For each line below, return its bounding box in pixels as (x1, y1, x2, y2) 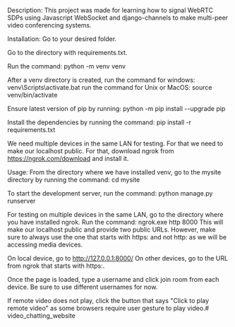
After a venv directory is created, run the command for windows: (7, 76, 195, 84)
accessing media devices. (7, 240, 83, 249)
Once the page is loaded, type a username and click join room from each (7, 275, 219, 283)
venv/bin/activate (7, 91, 58, 99)
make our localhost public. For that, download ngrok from (7, 147, 174, 155)
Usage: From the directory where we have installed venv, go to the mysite (7, 168, 222, 176)
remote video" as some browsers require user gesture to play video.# (7, 304, 210, 312)
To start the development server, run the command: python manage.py (7, 189, 213, 197)
